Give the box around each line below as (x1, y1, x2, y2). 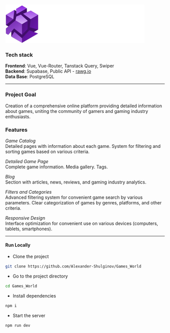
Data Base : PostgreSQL (5, 74, 55, 80)
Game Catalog (5, 137, 36, 144)
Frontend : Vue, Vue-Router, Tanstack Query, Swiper (5, 63, 114, 69)
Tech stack (5, 51, 33, 58)
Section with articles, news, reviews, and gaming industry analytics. (5, 179, 147, 185)
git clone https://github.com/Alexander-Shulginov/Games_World (5, 264, 142, 269)
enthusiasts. (5, 113, 31, 119)
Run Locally (5, 242, 31, 248)
